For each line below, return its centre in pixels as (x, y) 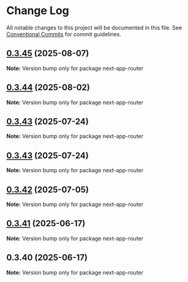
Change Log (38, 11)
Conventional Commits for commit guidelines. (64, 34)
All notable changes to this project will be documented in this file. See (94, 28)
